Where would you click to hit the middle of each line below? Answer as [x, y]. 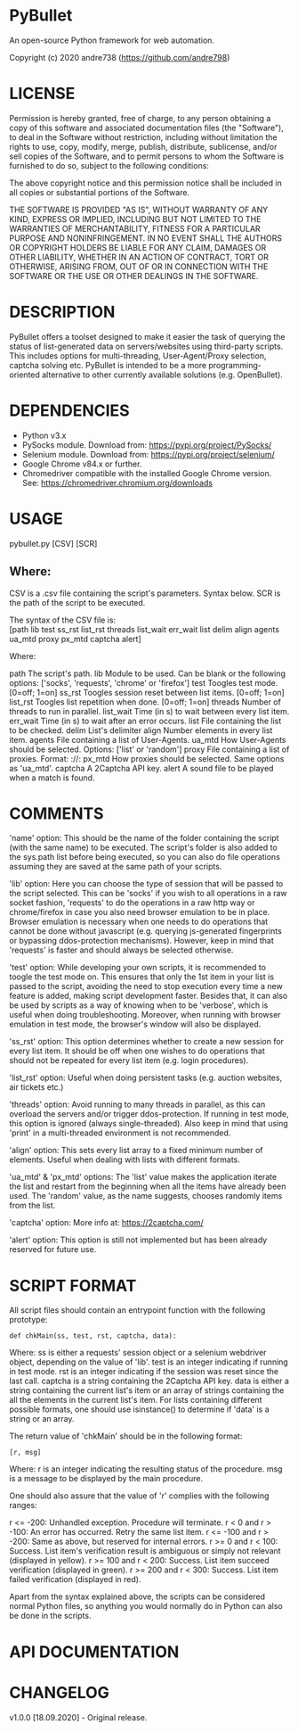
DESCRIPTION [62, 312]
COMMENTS [56, 813]
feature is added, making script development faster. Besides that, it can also [149, 996]
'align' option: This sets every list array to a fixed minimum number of [137, 1151]
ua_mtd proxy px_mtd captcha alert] [76, 639]
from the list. [32, 1206]
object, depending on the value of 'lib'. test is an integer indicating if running [149, 1362]
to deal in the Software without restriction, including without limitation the [143, 137]
